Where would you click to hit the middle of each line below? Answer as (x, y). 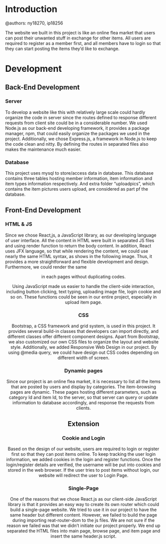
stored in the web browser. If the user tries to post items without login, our (83, 470)
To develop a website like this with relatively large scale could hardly (75, 112)
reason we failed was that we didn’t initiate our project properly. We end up (83, 526)
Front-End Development (43, 210)
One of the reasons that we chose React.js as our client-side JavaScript (83, 499)
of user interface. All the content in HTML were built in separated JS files (80, 240)
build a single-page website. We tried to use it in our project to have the (83, 510)
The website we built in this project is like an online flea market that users (80, 32)
